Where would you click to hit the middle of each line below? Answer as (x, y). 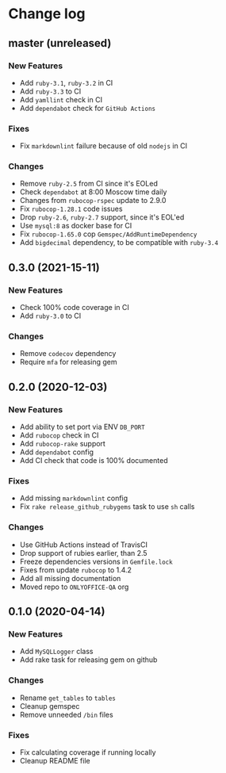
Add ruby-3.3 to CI (50, 91)
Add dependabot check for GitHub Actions (88, 108)
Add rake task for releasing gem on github (88, 660)
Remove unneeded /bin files (66, 714)
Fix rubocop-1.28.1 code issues (71, 209)
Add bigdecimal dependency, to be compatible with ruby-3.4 (119, 243)
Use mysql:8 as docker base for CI (76, 226)
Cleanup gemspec (50, 706)
